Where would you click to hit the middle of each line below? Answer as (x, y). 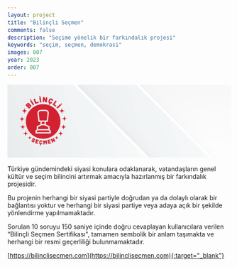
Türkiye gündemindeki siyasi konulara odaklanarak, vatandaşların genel (112, 169)
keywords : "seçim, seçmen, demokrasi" (65, 45)
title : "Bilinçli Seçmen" (45, 22)
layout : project (31, 15)
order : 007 (23, 67)
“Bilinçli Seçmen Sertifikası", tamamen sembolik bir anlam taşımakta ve (111, 234)
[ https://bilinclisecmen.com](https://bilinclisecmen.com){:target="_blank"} (116, 255)
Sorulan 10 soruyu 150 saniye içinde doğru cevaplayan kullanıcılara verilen (116, 227)
